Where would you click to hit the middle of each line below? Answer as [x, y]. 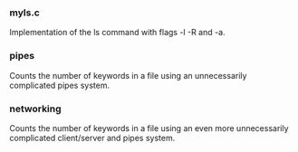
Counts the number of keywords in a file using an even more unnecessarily [149, 128]
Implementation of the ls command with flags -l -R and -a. [117, 33]
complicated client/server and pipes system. [92, 138]
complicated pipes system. [60, 85]
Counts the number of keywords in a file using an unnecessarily [128, 75]
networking [35, 109]
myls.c [25, 13]
